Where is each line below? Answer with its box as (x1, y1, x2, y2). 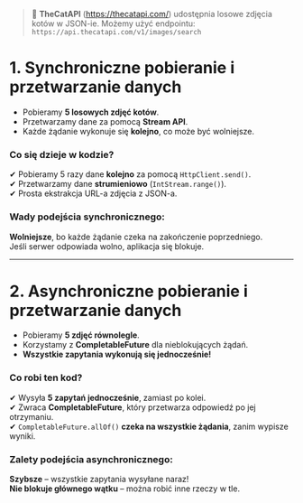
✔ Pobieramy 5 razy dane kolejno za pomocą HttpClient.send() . (9, 169, 252, 180)
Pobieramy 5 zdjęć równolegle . (22, 330, 140, 340)
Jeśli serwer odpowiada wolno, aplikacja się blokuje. (9, 240, 205, 252)
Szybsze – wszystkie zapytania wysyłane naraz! (9, 474, 189, 485)
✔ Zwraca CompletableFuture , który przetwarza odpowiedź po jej (9, 402, 256, 413)
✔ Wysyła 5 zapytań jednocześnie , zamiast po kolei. (9, 392, 207, 403)
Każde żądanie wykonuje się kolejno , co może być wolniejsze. (22, 126, 255, 136)
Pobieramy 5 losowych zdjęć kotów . (22, 107, 160, 117)
